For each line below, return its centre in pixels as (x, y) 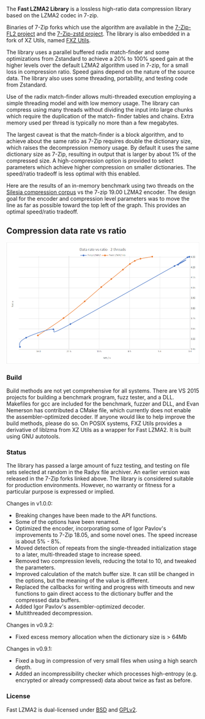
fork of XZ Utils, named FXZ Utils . (49, 40)
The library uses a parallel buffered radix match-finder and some (88, 52)
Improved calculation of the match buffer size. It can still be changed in (105, 574)
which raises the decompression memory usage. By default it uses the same (102, 148)
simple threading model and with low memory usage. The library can (93, 103)
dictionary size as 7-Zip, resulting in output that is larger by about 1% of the (101, 154)
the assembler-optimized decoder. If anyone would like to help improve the (101, 417)
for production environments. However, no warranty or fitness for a (91, 485)
